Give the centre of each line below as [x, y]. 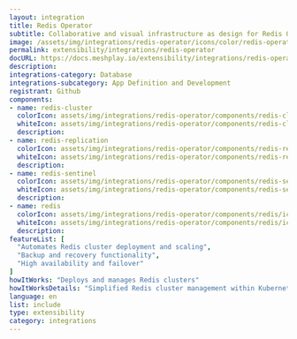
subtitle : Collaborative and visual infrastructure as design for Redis [146, 34]
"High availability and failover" [80, 264]
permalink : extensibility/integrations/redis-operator [112, 50]
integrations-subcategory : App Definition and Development [120, 83]
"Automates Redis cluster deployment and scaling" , [114, 247]
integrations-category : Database [71, 75]
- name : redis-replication [59, 140]
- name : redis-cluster [51, 108]
